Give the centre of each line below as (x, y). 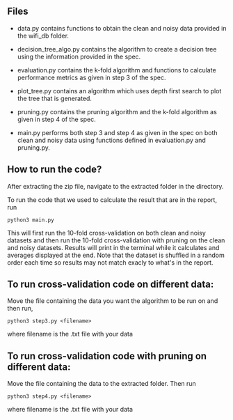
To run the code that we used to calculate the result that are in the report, (112, 200)
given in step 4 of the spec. (56, 119)
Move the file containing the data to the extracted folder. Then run (102, 384)
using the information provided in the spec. (79, 56)
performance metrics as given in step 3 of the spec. (91, 77)
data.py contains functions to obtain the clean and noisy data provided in (122, 28)
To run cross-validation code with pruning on (107, 356)
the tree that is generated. (55, 98)
